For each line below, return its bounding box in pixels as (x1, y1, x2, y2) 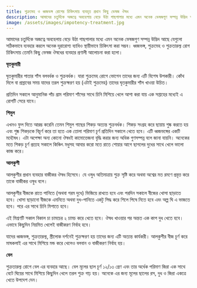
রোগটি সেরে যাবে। (6, 98, 37, 105)
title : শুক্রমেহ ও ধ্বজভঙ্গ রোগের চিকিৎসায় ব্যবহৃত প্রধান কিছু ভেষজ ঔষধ (6, 8, 129, 15)
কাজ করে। (6, 148, 25, 155)
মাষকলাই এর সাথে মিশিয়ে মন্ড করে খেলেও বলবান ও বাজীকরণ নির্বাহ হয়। (6, 240, 126, 247)
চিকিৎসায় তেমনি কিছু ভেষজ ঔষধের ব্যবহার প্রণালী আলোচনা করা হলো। (6, 49, 123, 56)
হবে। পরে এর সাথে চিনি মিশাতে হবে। (6, 203, 70, 210)
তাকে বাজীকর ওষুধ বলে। (6, 178, 48, 185)
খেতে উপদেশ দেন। (6, 276, 39, 283)
